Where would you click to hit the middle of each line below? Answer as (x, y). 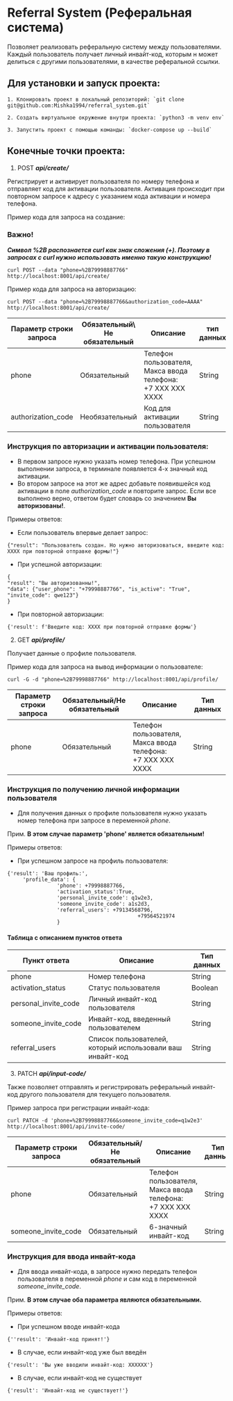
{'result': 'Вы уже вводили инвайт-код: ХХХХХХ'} (80, 1365)
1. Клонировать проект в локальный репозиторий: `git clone (96, 99)
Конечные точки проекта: (66, 151)
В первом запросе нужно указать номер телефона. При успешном (116, 462)
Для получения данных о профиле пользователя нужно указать (112, 813)
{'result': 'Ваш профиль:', (48, 874)
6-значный (168, 1227)
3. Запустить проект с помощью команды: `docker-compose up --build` (110, 130)
